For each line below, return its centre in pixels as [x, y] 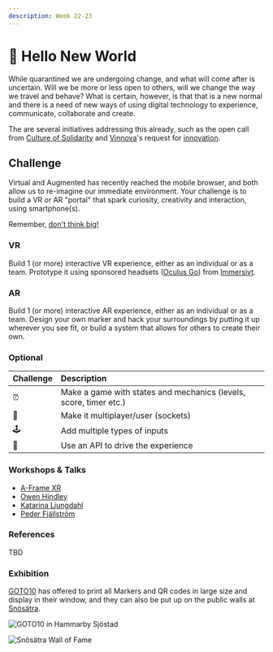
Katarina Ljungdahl [52, 505]
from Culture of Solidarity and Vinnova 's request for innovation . [115, 137]
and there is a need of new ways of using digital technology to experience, [133, 104]
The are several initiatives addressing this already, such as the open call [129, 129]
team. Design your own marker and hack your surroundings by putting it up [134, 319]
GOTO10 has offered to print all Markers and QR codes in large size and [128, 591]
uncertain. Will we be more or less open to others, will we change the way [132, 87]
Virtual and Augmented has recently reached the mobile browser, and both [133, 183]
